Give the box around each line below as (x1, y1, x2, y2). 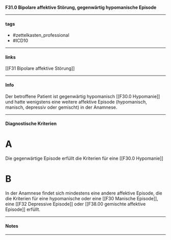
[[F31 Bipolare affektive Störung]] (5, 65, 75, 71)
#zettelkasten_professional (12, 32, 70, 38)
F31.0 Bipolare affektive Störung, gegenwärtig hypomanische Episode (5, 5, 157, 10)
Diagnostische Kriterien (5, 121, 57, 127)
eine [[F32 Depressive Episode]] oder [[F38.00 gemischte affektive (5, 201, 146, 207)
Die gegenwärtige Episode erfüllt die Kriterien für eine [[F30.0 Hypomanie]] (5, 155, 164, 161)
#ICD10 (12, 38, 28, 44)
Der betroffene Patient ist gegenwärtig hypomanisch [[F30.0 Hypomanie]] (5, 93, 160, 99)
